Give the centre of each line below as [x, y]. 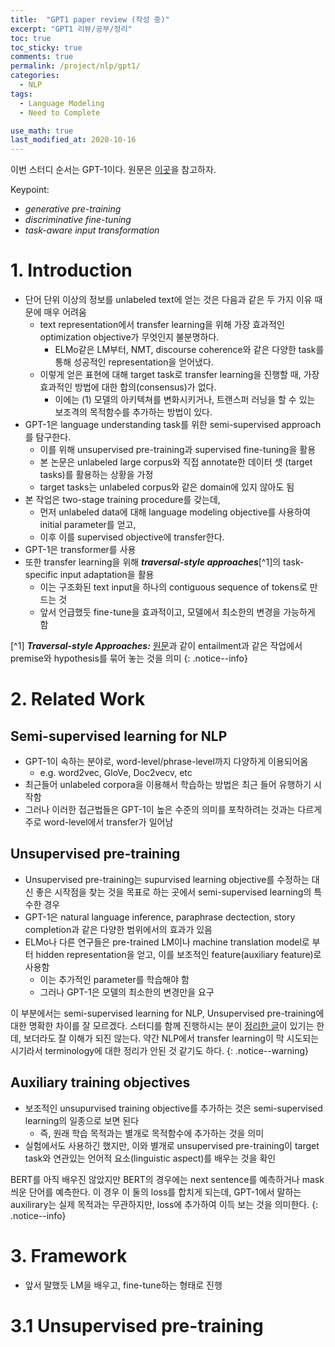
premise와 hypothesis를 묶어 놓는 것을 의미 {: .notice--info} [129, 658]
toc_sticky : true [46, 47]
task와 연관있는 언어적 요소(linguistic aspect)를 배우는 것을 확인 [150, 1158]
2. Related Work [78, 699]
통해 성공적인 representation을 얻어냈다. [134, 362]
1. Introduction [71, 270]
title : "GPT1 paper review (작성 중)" [90, 19]
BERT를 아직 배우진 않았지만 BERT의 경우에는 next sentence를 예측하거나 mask [167, 1179]
